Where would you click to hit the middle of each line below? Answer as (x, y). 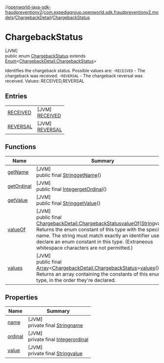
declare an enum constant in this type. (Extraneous (95, 241)
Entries (16, 96)
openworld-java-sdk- (30, 7)
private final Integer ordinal (58, 340)
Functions (21, 147)
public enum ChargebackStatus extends (45, 56)
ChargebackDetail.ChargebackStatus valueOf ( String (96, 223)
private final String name (55, 325)
